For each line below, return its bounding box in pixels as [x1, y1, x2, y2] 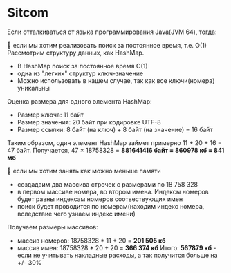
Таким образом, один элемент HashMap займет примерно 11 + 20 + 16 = [7, 138, 223, 147]
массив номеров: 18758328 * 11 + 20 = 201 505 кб [17, 236, 166, 245]
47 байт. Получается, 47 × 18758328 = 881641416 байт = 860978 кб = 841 [7, 146, 225, 154]
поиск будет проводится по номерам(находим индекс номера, [17, 202, 205, 210]
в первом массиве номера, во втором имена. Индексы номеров [17, 187, 209, 196]
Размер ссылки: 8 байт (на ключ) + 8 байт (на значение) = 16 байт [17, 125, 213, 133]
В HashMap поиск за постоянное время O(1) [17, 62, 148, 70]
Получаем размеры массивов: [7, 223, 98, 231]
